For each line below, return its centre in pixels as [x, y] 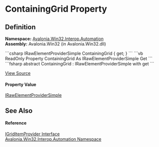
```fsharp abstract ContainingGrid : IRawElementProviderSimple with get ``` [80, 64]
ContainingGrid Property [56, 9]
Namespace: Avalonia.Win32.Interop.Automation [54, 39]
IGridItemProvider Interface [32, 134]
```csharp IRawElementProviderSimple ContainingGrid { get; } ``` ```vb [74, 53]
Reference [16, 123]
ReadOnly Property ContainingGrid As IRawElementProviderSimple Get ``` [79, 59]
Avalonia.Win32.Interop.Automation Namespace [53, 139]
